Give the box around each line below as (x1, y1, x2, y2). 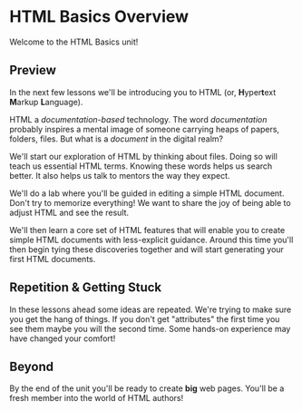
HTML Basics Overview (9, 6, 189, 27)
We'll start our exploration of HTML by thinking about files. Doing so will (9, 151, 278, 161)
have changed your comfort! (9, 333, 116, 344)
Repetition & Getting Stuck (9, 279, 162, 296)
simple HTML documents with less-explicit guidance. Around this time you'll (9, 234, 294, 245)
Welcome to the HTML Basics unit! (9, 36, 139, 47)
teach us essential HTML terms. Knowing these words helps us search (9, 161, 273, 171)
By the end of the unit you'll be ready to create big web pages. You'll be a (9, 383, 285, 394)
